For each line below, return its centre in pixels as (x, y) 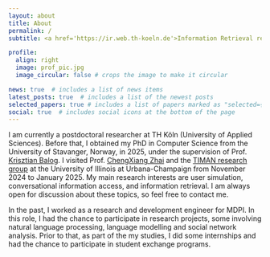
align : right (37, 60)
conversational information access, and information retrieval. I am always (129, 186)
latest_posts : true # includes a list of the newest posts (111, 97)
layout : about (32, 16)
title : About (30, 23)
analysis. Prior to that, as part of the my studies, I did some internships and (132, 236)
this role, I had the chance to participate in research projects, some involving (135, 218)
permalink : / (30, 31)
